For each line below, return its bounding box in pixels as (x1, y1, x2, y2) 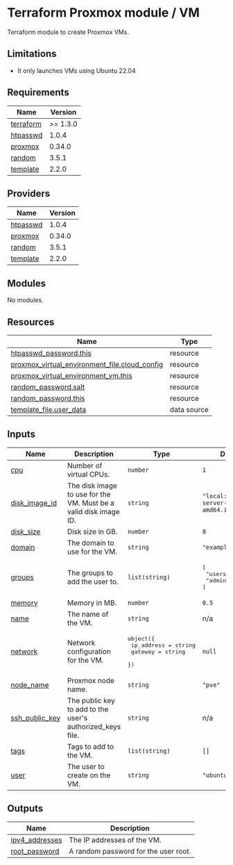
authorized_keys (67, 721, 121, 731)
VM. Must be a (67, 498, 114, 508)
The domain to (67, 538, 114, 547)
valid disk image (67, 506, 120, 516)
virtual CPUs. (67, 469, 110, 479)
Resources (7, 316, 55, 328)
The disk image (67, 481, 118, 491)
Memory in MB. (67, 598, 117, 607)
